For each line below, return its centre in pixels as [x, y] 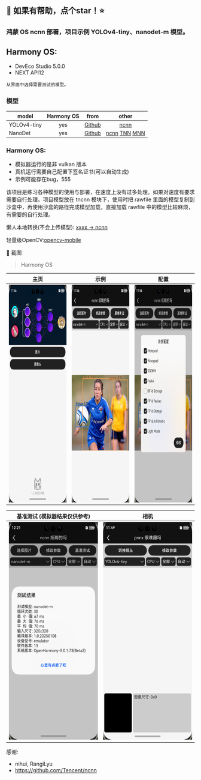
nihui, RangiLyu [33, 764]
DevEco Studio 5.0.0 [40, 66]
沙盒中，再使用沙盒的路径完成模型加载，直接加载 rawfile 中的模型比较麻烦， [100, 207]
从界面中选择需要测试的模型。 [37, 85]
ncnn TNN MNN [125, 133]
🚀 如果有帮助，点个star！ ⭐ [55, 11]
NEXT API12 [30, 73]
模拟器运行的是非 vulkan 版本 [51, 165]
